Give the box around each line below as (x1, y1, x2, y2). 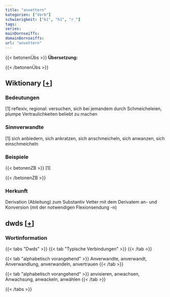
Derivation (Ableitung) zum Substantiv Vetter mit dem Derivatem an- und (5, 199, 157, 205)
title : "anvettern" (5, 7, 47, 13)
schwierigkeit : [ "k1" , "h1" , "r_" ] (5, 17, 81, 22)
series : (5, 26, 22, 31)
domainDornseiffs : (5, 36, 44, 41)
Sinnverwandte (5, 124, 44, 131)
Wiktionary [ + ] (5, 79, 52, 88)
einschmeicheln (5, 141, 39, 147)
